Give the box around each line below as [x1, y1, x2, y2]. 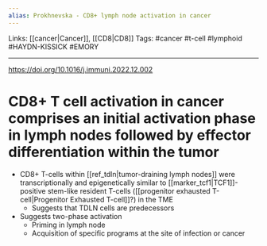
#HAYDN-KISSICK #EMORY [8, 41, 99, 52]
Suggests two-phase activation [19, 211, 122, 221]
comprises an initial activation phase [8, 109, 256, 127]
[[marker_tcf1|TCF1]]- [168, 178, 238, 187]
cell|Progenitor [19, 194, 69, 204]
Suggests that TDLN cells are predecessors [31, 203, 175, 213]
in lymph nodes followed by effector [8, 126, 252, 144]
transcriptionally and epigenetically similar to [19, 178, 167, 187]
